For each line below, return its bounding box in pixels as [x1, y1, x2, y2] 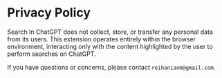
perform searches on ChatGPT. [7, 50, 96, 58]
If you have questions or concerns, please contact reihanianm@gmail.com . [7, 63, 216, 71]
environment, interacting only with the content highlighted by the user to [7, 42, 213, 50]
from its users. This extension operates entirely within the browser [7, 35, 196, 43]
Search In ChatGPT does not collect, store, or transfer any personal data [7, 28, 213, 36]
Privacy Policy [7, 5, 91, 21]
